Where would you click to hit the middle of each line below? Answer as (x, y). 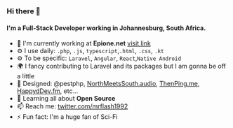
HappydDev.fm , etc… (47, 91)
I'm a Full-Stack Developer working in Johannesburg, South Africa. (106, 28)
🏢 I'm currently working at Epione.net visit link (84, 43)
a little (26, 76)
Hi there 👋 (24, 11)
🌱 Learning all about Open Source (66, 99)
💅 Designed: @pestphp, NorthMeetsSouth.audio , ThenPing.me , (108, 84)
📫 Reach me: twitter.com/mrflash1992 (72, 106)
